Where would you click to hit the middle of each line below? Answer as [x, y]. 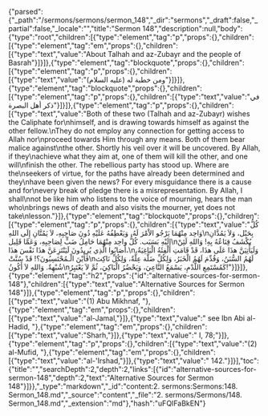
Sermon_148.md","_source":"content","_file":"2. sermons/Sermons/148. [125, 395]
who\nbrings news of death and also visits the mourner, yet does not [122, 207]
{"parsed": [26, 12]
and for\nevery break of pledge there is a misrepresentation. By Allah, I [126, 190]
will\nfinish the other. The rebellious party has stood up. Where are [119, 165]
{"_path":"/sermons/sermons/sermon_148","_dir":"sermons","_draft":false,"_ [133, 20]
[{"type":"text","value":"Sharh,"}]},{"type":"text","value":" [103, 335]
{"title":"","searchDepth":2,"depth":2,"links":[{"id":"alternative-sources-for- [132, 369]
